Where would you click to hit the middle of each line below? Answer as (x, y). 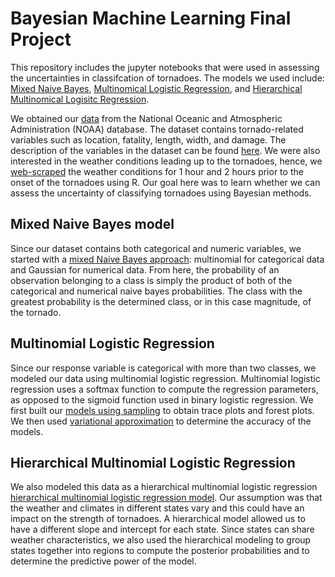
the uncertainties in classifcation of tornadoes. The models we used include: (167, 78)
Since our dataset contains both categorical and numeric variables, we (156, 248)
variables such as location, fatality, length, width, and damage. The (148, 139)
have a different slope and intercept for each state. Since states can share (162, 529)
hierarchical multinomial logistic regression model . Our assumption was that (166, 498)
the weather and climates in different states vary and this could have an (157, 508)
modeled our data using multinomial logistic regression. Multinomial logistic (165, 378)
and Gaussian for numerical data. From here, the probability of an (145, 269)
